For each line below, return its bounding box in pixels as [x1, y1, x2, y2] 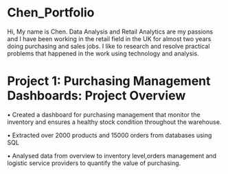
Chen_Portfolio [7, 5, 95, 21]
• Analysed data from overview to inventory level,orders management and [7, 151, 217, 160]
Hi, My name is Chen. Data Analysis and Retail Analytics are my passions [7, 27, 214, 36]
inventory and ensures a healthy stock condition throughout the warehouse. [7, 118, 222, 126]
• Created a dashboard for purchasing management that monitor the [7, 110, 201, 119]
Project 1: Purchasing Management [7, 73, 211, 89]
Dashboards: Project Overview [7, 88, 186, 103]
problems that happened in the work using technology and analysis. [7, 49, 199, 58]
